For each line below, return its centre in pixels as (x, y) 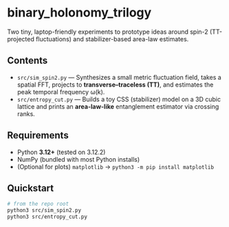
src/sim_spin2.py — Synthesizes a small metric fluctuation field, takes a (119, 77)
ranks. (26, 113)
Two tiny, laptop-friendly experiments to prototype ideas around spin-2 (108, 32)
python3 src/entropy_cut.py (47, 217)
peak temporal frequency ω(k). (61, 91)
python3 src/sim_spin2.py (44, 210)
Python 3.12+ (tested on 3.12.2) (61, 152)
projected (21, 39)
